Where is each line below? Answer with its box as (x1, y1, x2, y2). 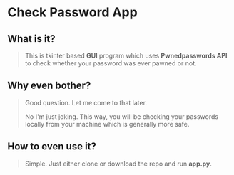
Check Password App (7, 4, 138, 21)
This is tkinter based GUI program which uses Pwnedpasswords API (24, 51, 228, 60)
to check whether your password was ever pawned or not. (24, 59, 198, 68)
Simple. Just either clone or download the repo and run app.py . (24, 159, 212, 168)
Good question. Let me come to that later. (24, 98, 148, 107)
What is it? (7, 33, 56, 45)
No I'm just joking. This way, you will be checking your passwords (24, 112, 219, 121)
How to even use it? (7, 140, 96, 153)
